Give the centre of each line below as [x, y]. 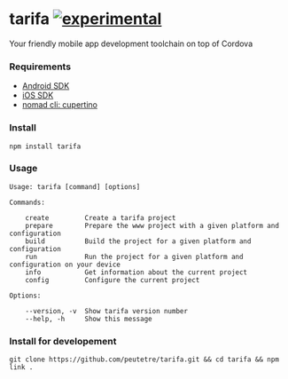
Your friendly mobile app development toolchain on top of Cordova [131, 43]
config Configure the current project [113, 280]
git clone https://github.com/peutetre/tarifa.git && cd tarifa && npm [144, 359]
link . [21, 367]
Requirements [40, 67]
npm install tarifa [45, 146]
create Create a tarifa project [101, 217]
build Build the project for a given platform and [138, 241]
